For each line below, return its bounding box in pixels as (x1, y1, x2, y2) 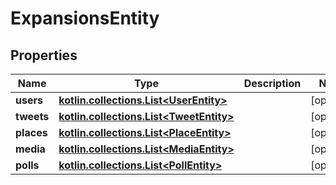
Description (243, 77, 302, 90)
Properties (10, 47, 78, 64)
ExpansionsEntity (10, 7, 160, 30)
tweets (15, 110, 50, 123)
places (15, 126, 48, 139)
